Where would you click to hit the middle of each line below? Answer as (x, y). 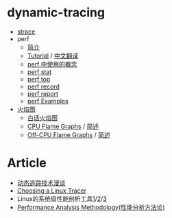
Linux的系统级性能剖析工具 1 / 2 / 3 (62, 198)
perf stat (39, 72)
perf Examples (48, 101)
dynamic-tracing (56, 13)
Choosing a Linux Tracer (52, 191)
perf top (39, 79)
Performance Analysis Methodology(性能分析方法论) (91, 207)
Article (27, 163)
